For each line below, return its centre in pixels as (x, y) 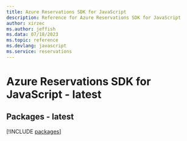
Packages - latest (40, 117)
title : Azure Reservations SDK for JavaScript (66, 12)
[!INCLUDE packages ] (34, 131)
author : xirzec (26, 23)
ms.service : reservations (39, 52)
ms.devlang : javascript (37, 46)
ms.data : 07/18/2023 (33, 35)
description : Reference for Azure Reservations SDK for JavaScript (94, 18)
